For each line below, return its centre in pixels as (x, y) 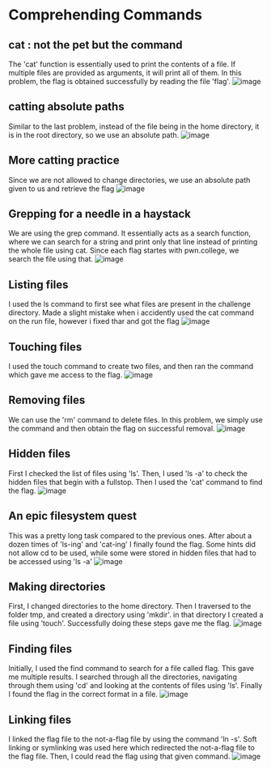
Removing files (47, 400)
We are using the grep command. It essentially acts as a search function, (130, 233)
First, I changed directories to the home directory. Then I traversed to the (130, 606)
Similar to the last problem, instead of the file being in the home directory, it (134, 126)
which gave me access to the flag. (66, 375)
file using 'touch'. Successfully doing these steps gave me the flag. (120, 623)
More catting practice (64, 161)
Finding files (40, 649)
